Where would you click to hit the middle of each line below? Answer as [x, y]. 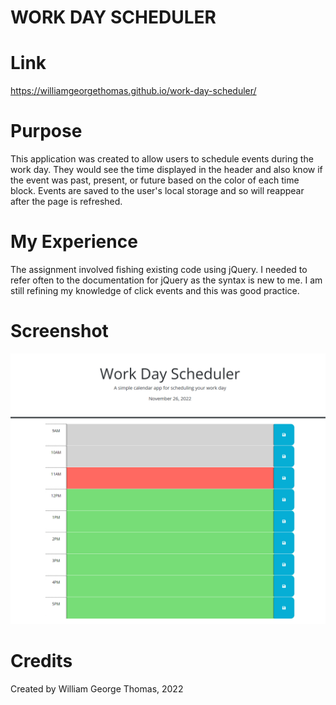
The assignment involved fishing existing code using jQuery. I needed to [159, 269]
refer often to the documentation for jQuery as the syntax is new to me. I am [166, 280]
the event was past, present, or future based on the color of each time [155, 180]
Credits [41, 661]
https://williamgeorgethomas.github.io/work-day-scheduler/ [133, 91]
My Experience [74, 242]
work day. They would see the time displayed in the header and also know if [166, 170]
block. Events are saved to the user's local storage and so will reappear [157, 191]
